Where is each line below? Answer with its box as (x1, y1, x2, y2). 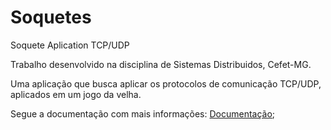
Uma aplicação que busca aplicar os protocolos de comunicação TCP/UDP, (10, 77, 322, 90)
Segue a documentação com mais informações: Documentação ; (10, 107, 276, 120)
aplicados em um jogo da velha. (10, 88, 142, 100)
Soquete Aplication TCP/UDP (10, 39, 130, 51)
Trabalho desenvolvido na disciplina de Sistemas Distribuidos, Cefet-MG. (10, 58, 312, 70)
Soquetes (10, 6, 92, 29)
